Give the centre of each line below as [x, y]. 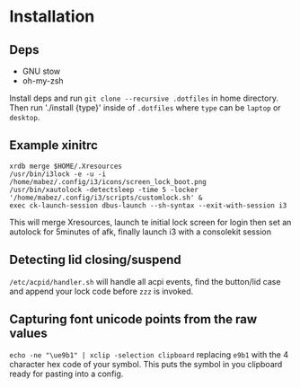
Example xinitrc [54, 145]
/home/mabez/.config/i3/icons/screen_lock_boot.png [108, 181]
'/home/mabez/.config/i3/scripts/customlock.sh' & [106, 198]
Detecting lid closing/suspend [95, 260]
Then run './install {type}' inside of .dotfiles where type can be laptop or [145, 108]
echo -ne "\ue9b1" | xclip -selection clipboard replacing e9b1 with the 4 [149, 355]
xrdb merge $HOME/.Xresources [66, 166]
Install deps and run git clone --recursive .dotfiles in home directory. [144, 98]
